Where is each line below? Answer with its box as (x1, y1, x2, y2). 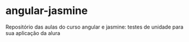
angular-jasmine (5, 4, 88, 17)
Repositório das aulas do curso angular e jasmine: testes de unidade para (5, 23, 184, 30)
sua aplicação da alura (5, 29, 61, 36)
